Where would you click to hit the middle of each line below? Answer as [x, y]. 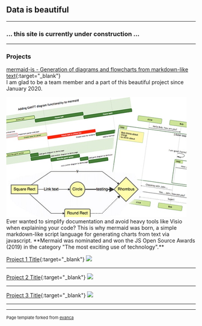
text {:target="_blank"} [34, 76]
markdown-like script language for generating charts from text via [88, 234]
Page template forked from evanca [40, 318]
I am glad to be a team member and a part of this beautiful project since [95, 82]
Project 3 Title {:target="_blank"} [46, 295]
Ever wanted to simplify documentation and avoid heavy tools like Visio [94, 222]
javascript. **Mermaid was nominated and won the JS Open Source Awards [101, 241]
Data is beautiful [38, 10]
